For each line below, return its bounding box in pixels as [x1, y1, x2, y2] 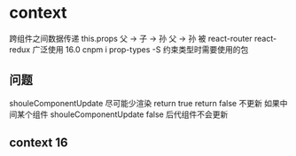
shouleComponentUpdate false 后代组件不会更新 [50, 109, 229, 120]
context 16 [9, 136, 68, 151]
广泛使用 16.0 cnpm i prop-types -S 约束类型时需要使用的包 [32, 43, 249, 55]
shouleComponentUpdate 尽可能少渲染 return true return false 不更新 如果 [9, 97, 281, 108]
